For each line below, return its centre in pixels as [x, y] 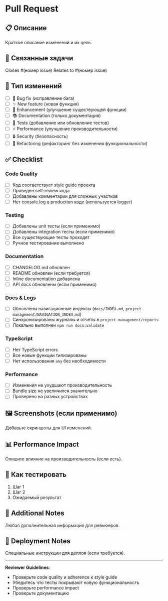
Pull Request [32, 9]
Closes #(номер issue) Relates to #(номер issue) [56, 70]
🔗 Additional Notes [35, 513]
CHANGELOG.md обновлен [41, 267]
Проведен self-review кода [41, 190]
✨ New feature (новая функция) [45, 104]
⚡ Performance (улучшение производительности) [65, 129]
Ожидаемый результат [37, 497]
